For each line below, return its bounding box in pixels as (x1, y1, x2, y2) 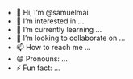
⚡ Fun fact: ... (15, 63, 60, 73)
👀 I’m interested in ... (15, 16, 85, 26)
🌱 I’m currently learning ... (15, 25, 102, 34)
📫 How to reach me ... (15, 43, 91, 52)
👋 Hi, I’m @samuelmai (15, 8, 89, 17)
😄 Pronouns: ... (15, 54, 69, 64)
